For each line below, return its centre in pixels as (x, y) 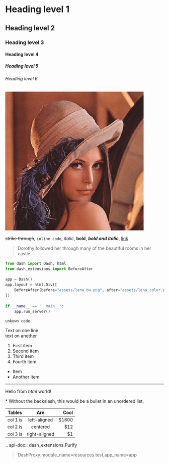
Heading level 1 (37, 9)
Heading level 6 (21, 79)
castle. (24, 253)
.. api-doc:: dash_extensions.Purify (41, 445)
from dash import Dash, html (36, 263)
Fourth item (24, 362)
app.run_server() (32, 311)
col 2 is (15, 427)
